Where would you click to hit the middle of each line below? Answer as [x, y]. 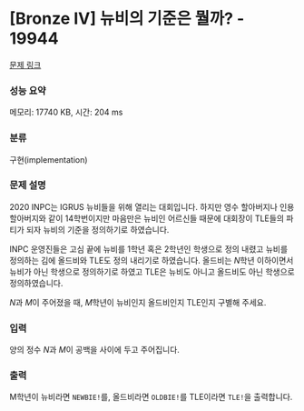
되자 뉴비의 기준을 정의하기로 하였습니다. [98, 229]
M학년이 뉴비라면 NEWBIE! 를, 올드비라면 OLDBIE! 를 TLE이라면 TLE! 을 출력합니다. [151, 397]
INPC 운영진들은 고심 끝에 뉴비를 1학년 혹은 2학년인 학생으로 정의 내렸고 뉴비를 [149, 249]
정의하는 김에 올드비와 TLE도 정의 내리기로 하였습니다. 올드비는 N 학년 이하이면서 [152, 260]
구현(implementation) [49, 159]
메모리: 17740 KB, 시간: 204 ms [66, 112]
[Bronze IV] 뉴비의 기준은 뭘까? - [127, 19]
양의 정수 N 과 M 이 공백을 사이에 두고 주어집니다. [94, 350]
